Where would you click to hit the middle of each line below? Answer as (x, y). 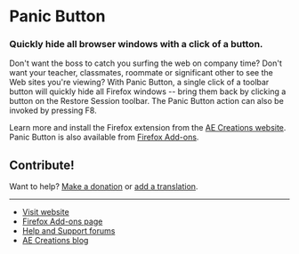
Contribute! (42, 165)
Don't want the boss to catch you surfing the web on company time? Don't (145, 63)
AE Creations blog (55, 241)
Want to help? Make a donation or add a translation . (104, 187)
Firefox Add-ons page (62, 222)
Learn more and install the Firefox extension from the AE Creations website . (148, 128)
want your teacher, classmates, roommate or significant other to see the (141, 73)
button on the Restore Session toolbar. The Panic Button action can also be (147, 101)
